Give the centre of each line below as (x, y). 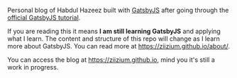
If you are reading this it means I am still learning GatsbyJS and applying (114, 31)
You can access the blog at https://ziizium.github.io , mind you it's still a (111, 60)
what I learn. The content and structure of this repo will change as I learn (114, 39)
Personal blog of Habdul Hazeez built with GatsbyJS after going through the (118, 10)
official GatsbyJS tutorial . (44, 18)
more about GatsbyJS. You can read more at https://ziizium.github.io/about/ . (119, 46)
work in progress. (33, 67)
